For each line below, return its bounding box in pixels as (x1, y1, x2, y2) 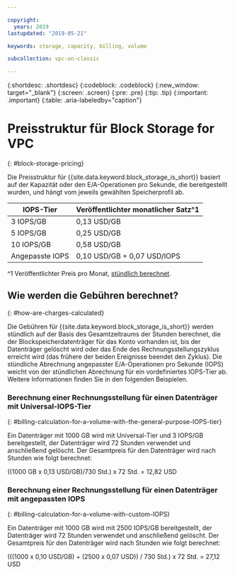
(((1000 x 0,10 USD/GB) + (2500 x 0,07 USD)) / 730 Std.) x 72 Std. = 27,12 (7, 553, 221, 561)
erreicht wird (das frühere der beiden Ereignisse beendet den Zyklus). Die (7, 352, 223, 361)
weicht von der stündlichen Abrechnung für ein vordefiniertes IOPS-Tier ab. (7, 367, 228, 376)
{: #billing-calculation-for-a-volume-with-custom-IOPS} (7, 510, 171, 519)
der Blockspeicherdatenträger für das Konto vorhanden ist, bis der (7, 337, 201, 345)
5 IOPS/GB (11, 228, 47, 238)
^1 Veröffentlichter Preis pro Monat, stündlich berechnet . (7, 270, 171, 278)
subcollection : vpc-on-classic (7, 55, 100, 62)
